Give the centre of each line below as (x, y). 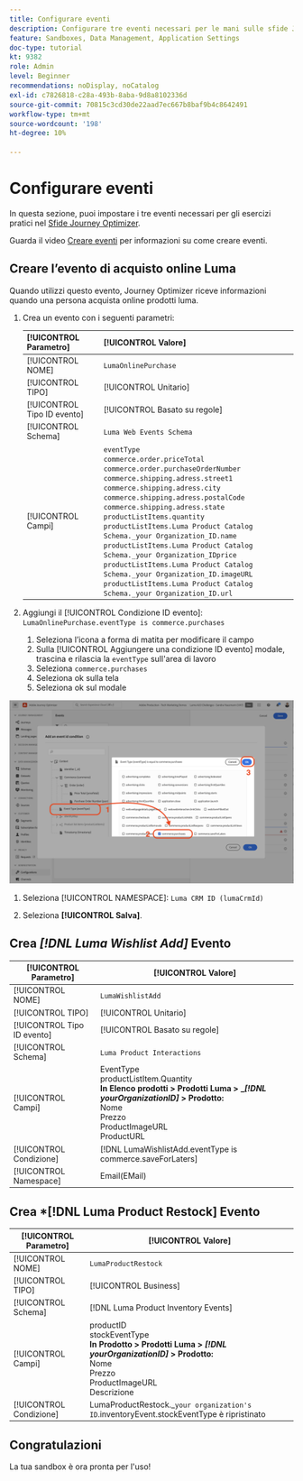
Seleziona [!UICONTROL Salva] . (82, 915)
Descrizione (112, 1392)
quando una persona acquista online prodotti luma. (104, 300)
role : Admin (32, 67)
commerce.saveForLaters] (149, 1158)
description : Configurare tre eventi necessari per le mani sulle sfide (149, 28)
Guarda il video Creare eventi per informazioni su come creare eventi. (138, 240)
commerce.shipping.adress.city (162, 488)
